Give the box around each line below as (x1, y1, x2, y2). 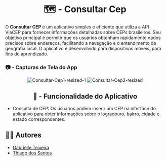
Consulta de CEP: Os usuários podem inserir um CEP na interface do (12, 106, 156, 112)
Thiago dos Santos (12, 150, 52, 156)
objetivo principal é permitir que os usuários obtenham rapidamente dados (5, 35, 161, 41)
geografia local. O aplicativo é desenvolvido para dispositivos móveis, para (5, 45, 161, 51)
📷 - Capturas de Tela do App (5, 63, 77, 71)
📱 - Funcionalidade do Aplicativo (32, 92, 138, 101)
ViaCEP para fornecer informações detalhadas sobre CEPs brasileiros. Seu (5, 29, 161, 35)
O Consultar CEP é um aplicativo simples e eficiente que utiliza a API (5, 23, 149, 30)
